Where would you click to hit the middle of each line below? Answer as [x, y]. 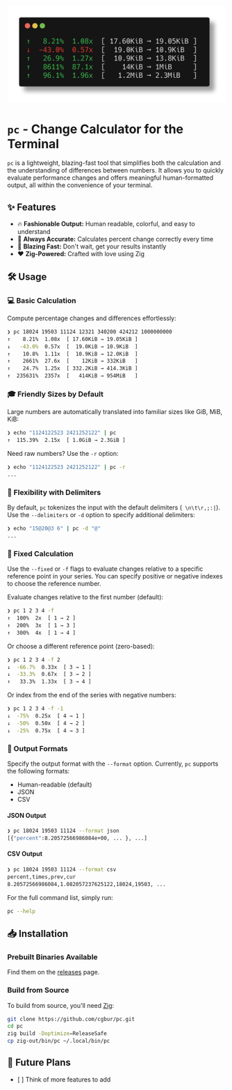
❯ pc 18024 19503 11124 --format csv [62, 870]
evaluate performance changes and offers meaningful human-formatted [110, 178]
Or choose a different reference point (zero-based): [81, 646]
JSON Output [27, 815]
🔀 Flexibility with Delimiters [54, 492]
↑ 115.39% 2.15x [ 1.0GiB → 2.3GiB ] [67, 441]
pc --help [22, 911]
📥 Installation [38, 934]
